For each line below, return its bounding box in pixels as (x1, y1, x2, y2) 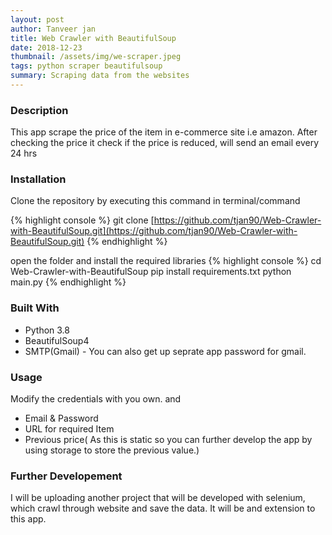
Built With (10, 301, 60, 315)
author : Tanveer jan (10, 24, 97, 34)
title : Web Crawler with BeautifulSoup (10, 33, 177, 43)
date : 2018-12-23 (10, 42, 83, 53)
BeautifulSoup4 (24, 334, 90, 346)
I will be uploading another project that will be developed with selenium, (10, 492, 306, 504)
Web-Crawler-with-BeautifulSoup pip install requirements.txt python (10, 266, 292, 278)
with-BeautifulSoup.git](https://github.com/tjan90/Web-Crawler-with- (10, 225, 298, 237)
